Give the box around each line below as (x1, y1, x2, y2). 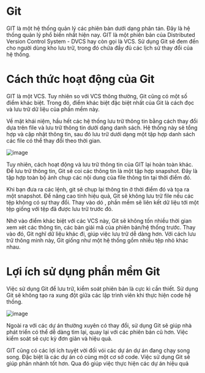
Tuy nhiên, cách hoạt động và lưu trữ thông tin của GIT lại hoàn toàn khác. (6, 161, 193, 168)
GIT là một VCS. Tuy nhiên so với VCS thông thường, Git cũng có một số (6, 92, 188, 99)
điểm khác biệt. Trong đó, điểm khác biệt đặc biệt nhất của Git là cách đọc (6, 99, 195, 106)
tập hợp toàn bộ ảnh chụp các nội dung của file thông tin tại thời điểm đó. (6, 174, 192, 181)
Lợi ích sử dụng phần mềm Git (6, 265, 160, 279)
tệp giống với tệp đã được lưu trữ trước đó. (6, 205, 113, 212)
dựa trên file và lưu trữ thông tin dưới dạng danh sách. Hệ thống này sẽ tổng (6, 124, 198, 131)
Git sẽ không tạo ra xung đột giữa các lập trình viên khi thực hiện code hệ (6, 291, 192, 299)
